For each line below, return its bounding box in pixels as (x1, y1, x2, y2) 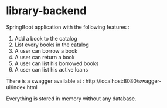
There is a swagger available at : (6, 77, 84, 85)
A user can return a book (14, 53, 75, 60)
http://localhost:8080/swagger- (85, 77, 162, 85)
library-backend (6, 4, 87, 18)
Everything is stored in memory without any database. (6, 95, 137, 102)
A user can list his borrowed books (14, 60, 99, 67)
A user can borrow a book (14, 47, 78, 54)
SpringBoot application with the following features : (6, 23, 130, 31)
